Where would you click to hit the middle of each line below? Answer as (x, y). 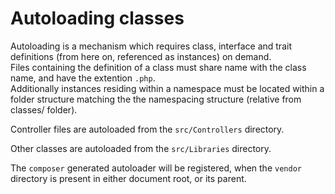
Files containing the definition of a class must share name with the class (158, 67)
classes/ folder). (44, 109)
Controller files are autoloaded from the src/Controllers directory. (147, 129)
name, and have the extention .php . (83, 78)
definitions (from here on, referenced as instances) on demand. (141, 56)
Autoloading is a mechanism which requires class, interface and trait (151, 46)
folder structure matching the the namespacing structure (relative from (156, 99)
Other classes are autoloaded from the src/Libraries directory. (141, 148)
